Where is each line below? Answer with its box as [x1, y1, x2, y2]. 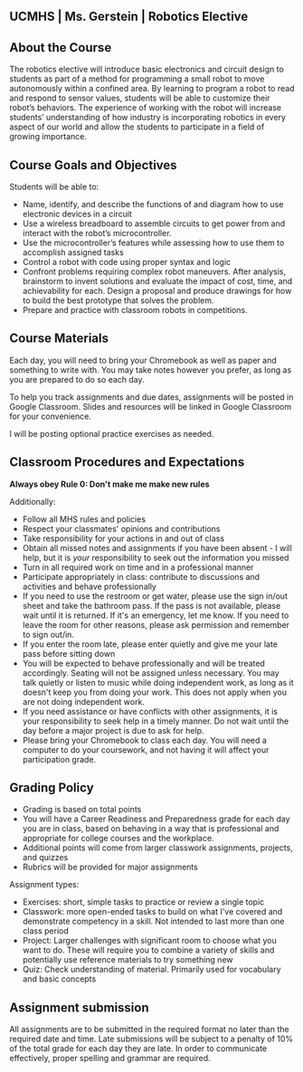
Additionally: [9, 496, 56, 507]
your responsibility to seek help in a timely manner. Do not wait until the [22, 716, 289, 726]
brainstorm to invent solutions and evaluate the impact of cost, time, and [22, 276, 293, 287]
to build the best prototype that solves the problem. [22, 295, 214, 306]
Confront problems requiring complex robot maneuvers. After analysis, [22, 266, 287, 277]
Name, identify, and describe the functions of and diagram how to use [22, 199, 284, 210]
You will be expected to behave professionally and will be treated [22, 658, 265, 669]
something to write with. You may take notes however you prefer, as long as [9, 364, 292, 375]
